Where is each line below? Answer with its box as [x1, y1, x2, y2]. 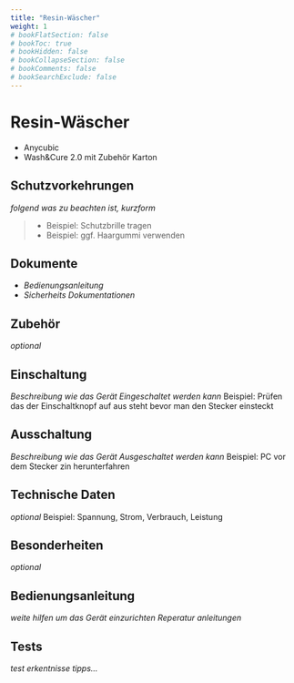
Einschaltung [10, 366, 87, 382]
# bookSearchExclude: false [10, 73, 117, 82]
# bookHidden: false [10, 47, 89, 56]
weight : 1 [10, 22, 48, 31]
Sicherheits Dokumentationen [23, 290, 136, 301]
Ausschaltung [10, 427, 93, 443]
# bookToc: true [10, 38, 72, 48]
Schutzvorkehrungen [10, 178, 135, 194]
